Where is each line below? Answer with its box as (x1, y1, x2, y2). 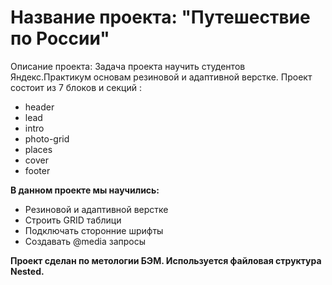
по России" (10, 27, 110, 50)
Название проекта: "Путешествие (10, 6, 311, 29)
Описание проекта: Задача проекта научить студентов (10, 60, 246, 72)
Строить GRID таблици (24, 214, 122, 226)
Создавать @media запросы (24, 235, 147, 247)
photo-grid (24, 132, 70, 145)
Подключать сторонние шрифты (24, 224, 164, 236)
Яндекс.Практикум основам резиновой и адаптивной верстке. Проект (10, 71, 313, 83)
